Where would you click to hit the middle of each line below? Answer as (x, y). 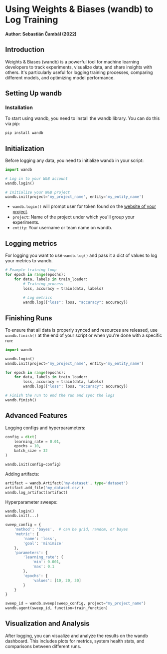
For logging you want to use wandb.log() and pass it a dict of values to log (81, 255)
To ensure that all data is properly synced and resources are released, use (82, 330)
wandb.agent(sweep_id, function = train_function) (57, 608)
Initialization (25, 148)
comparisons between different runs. (43, 646)
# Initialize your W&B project (38, 192)
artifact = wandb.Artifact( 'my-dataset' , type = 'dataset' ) (67, 483)
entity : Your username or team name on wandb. (62, 228)
